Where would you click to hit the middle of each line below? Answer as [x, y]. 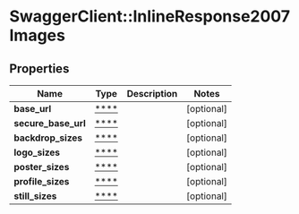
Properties [39, 68]
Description [152, 94]
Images [37, 35]
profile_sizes [42, 181]
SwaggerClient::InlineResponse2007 [150, 17]
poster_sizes [42, 167]
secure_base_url [50, 123]
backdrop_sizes [48, 138]
